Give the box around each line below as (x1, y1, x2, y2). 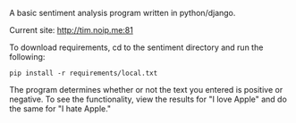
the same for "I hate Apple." (9, 103, 112, 114)
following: (9, 52, 46, 61)
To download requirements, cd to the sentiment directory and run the (9, 42, 264, 53)
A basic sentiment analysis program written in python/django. (9, 8, 236, 18)
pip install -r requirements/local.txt (9, 69, 158, 78)
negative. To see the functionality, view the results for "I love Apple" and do (9, 94, 288, 104)
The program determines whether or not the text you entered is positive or (9, 85, 283, 94)
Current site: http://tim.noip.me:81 (9, 25, 134, 35)
